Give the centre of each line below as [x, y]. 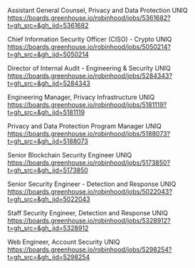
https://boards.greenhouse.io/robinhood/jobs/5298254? [90, 249]
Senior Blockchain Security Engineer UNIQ [70, 155]
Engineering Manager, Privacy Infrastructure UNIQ [81, 97]
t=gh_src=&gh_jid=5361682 [48, 25]
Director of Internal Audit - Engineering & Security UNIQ [89, 68]
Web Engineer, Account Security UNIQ [64, 242]
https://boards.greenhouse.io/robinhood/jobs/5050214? [89, 47]
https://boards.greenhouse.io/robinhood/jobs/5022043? [90, 191]
